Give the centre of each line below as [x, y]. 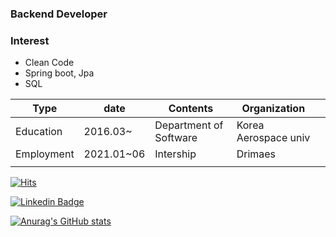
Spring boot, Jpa [59, 73]
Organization [273, 109]
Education [39, 132]
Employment [45, 154]
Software [176, 138]
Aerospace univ [273, 138]
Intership [175, 154]
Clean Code [49, 63]
